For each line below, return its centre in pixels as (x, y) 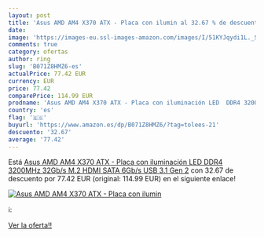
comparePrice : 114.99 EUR (50, 96)
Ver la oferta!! (30, 225)
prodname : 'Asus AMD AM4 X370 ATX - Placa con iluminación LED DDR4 (125, 103)
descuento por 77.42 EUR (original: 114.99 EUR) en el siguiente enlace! (122, 178)
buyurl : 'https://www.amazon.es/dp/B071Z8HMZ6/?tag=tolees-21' (114, 125)
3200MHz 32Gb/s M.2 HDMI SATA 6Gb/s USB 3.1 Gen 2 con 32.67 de (121, 170)
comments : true (33, 45)
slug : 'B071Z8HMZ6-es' (45, 67)
